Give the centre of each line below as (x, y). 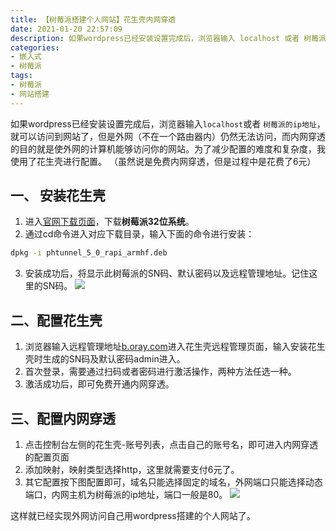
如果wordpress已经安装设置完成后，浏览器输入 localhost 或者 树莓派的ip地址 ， (168, 123)
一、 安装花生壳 (58, 196)
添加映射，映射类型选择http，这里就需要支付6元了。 (132, 469)
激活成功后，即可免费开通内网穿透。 (99, 384)
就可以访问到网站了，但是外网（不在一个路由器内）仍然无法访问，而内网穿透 (168, 136)
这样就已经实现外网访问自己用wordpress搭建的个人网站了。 (133, 515)
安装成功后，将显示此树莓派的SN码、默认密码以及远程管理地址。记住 (167, 273)
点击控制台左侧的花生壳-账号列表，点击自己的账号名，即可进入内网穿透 (171, 444)
